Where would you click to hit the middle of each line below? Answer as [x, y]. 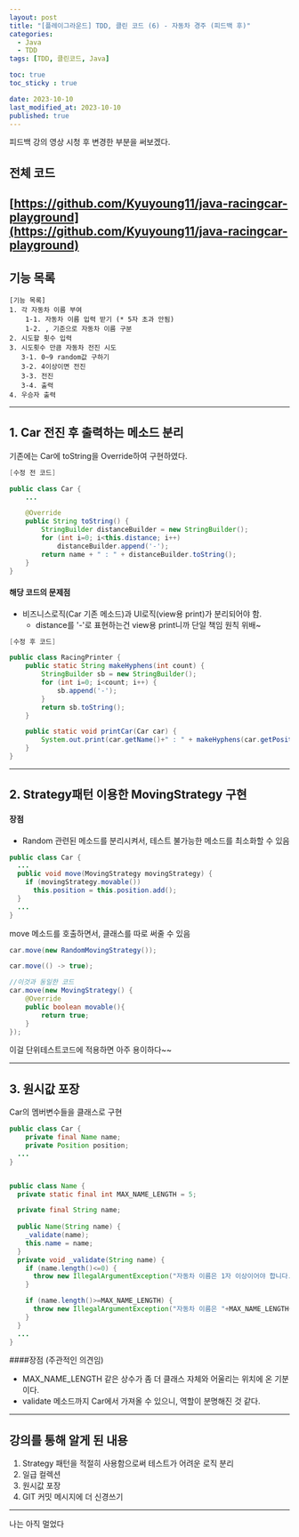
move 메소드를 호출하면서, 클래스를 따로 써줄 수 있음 [100, 933]
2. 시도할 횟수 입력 [41, 338]
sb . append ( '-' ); [87, 690]
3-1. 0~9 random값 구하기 [65, 357]
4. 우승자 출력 [32, 395]
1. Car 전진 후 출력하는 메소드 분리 [97, 433]
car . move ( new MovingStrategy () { [71, 991]
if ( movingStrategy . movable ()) [83, 882]
